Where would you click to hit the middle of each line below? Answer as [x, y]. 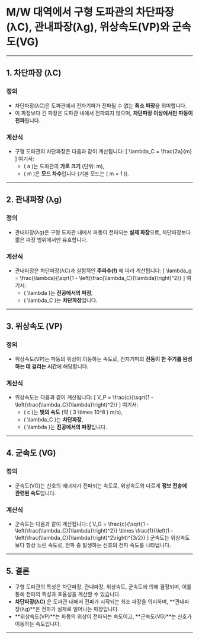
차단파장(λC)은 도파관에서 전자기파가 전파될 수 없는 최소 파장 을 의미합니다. [101, 105]
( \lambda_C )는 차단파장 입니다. [60, 300]
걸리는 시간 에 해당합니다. [60, 366]
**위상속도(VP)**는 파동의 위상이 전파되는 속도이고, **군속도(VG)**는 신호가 [103, 616]
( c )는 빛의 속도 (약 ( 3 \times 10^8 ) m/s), [73, 412]
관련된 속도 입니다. [35, 493]
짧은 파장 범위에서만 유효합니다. [51, 240]
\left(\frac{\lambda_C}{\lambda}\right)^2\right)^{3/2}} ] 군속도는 [92, 537]
